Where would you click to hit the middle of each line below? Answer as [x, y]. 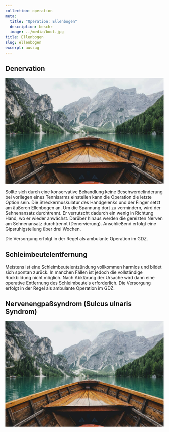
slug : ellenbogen [23, 43]
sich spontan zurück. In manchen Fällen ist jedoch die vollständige [74, 272]
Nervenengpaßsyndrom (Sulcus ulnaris [68, 304]
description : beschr [31, 27]
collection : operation [29, 11]
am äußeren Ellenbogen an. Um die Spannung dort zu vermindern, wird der [83, 208]
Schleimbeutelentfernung [46, 255]
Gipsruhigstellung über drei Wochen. [43, 229]
